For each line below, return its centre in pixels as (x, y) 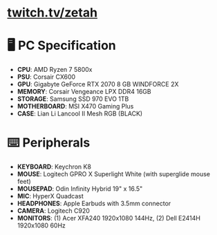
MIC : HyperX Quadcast (50, 196)
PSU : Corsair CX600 (46, 77)
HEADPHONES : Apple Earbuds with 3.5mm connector (94, 204)
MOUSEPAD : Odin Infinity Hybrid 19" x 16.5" (80, 189)
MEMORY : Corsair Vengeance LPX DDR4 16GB (84, 92)
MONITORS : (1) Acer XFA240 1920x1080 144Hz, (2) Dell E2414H (109, 218)
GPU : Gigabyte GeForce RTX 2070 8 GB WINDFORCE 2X (98, 84)
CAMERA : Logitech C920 (53, 211)
